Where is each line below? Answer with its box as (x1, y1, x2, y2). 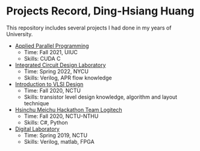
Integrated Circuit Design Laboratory (14, 61, 107, 69)
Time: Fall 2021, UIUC (23, 48, 78, 55)
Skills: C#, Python (23, 119, 68, 126)
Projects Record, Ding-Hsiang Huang (6, 4, 195, 18)
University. (6, 30, 33, 37)
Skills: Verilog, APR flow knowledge (23, 74, 113, 81)
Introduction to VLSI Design (14, 80, 84, 88)
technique (23, 99, 49, 106)
